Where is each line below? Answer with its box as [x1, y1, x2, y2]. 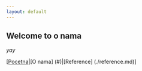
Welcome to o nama [6, 31, 82, 41]
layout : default [6, 8, 47, 15]
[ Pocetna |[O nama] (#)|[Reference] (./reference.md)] [6, 58, 137, 66]
